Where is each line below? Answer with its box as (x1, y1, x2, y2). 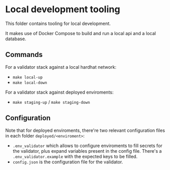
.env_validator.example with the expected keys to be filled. (12, 153, 138, 159)
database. (5, 36, 26, 42)
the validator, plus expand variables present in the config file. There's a (12, 148, 162, 154)
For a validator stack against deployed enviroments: (5, 89, 114, 95)
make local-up (12, 75, 43, 80)
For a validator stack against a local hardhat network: (5, 64, 117, 70)
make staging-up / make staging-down (12, 99, 90, 105)
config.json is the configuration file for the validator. (12, 159, 123, 165)
